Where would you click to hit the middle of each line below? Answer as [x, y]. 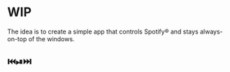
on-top [17, 38]
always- [211, 31]
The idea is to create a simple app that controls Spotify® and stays [103, 31]
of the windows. [51, 38]
